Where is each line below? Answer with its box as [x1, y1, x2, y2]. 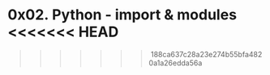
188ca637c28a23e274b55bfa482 [150, 49, 263, 59]
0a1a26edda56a [148, 58, 203, 68]
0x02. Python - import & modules [7, 6, 237, 24]
